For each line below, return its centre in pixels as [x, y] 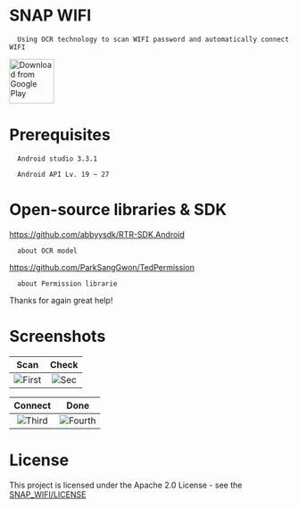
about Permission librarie [67, 283]
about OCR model [47, 251]
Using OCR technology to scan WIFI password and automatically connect [153, 39]
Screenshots [58, 337]
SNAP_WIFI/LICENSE [48, 494]
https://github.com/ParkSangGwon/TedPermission [102, 267]
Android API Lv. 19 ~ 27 [63, 174]
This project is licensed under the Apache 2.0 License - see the [126, 485]
